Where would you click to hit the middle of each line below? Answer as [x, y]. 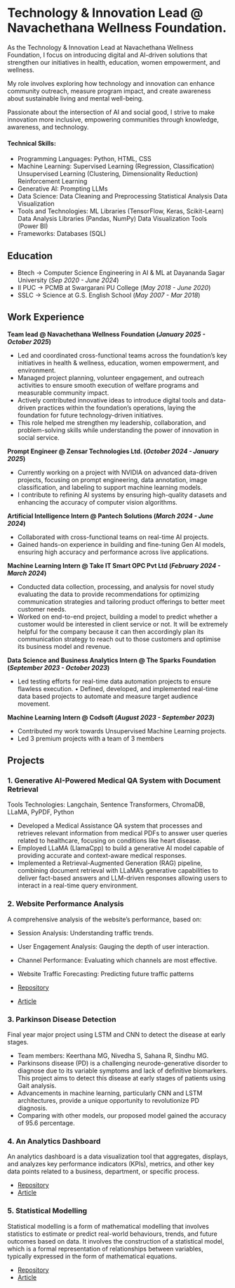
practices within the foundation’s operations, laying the [117, 408]
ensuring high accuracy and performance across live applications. [113, 552]
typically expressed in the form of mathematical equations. [92, 1256]
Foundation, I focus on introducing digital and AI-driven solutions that [107, 55]
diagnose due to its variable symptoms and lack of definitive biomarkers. [122, 1071]
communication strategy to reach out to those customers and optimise [119, 639]
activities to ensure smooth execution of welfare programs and [108, 385]
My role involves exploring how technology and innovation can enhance [111, 83]
